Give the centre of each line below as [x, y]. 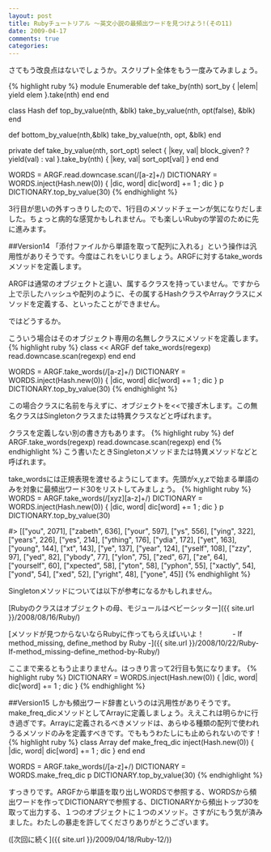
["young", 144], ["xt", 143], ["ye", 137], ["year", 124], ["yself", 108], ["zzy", [130, 548]
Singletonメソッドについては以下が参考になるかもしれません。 [112, 591]
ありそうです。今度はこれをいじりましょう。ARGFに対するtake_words [146, 257]
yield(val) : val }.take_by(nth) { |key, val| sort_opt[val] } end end [114, 160]
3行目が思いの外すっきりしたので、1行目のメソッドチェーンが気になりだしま [135, 209]
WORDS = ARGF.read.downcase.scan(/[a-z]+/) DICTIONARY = [113, 175]
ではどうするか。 [37, 322]
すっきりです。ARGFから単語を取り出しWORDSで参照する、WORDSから [129, 792]
